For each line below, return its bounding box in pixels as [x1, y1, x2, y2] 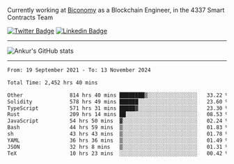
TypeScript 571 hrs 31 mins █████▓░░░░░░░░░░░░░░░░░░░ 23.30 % [7, 104, 229, 112]
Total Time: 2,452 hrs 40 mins [7, 79, 98, 86]
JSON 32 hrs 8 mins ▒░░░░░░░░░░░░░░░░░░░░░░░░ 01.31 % [7, 143, 229, 150]
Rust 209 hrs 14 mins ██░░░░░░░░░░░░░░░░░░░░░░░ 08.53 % [7, 111, 229, 118]
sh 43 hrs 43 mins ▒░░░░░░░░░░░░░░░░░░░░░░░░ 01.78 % [7, 131, 229, 138]
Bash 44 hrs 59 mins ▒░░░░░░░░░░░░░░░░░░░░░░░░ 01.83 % [7, 124, 229, 131]
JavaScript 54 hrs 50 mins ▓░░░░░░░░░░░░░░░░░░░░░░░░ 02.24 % [7, 117, 229, 124]
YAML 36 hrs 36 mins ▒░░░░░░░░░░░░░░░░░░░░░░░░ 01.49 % [7, 137, 229, 144]
